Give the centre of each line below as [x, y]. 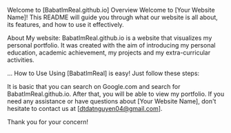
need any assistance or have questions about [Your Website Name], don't [112, 101]
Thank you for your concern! [48, 122]
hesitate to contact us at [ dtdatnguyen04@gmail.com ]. [85, 109]
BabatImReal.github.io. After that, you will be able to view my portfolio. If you [116, 94]
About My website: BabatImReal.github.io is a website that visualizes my [110, 38]
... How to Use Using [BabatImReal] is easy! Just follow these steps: [103, 73]
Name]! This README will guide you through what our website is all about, [113, 17]
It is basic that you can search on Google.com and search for [94, 86]
